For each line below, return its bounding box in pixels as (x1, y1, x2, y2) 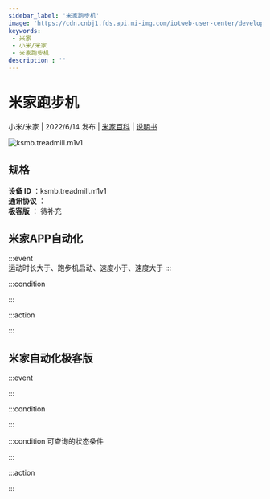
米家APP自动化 (8, 232, 83, 246)
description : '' (8, 57, 67, 65)
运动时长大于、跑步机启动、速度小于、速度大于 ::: (8, 263, 172, 273)
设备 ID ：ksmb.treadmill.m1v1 (8, 186, 107, 195)
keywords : (8, 27, 42, 35)
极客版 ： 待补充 (8, 206, 62, 215)
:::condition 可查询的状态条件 (8, 436, 104, 446)
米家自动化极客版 (8, 351, 93, 365)
